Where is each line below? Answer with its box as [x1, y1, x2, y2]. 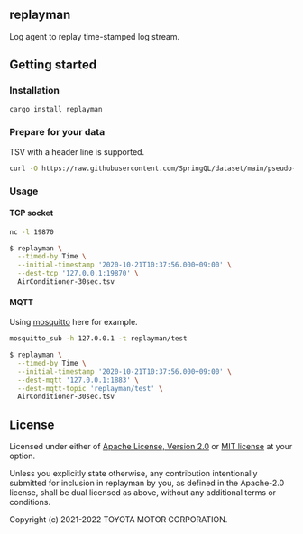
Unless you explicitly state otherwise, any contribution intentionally [9, 468, 258, 479]
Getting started [9, 58, 97, 73]
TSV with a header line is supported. [9, 146, 145, 157]
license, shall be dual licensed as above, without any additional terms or [9, 487, 277, 498]
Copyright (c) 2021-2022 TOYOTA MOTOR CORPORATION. [9, 514, 228, 525]
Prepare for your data [9, 126, 106, 139]
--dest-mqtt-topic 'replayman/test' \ [17, 384, 164, 393]
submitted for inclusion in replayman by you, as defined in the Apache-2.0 [9, 477, 285, 489]
